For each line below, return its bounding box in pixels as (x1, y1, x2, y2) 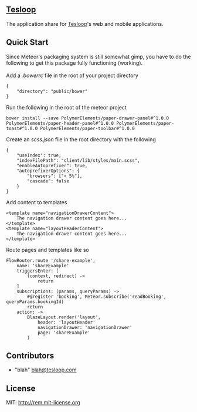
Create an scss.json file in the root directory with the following (6, 135, 157, 143)
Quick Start (6, 38, 49, 48)
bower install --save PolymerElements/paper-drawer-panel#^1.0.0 (6, 115, 169, 121)
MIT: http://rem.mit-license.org (6, 399, 80, 406)
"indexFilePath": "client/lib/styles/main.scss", (16, 157, 141, 164)
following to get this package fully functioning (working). (6, 59, 143, 67)
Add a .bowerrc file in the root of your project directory (6, 72, 139, 79)
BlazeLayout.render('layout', (27, 314, 101, 320)
